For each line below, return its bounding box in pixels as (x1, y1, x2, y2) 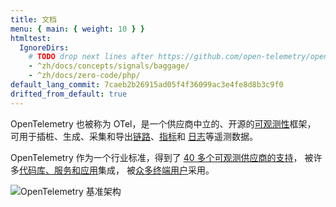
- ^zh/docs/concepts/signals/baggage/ (28, 61, 190, 71)
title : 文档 (10, 14, 57, 25)
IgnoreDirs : (19, 42, 70, 53)
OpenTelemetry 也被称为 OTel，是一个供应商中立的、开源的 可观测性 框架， (10, 117, 317, 130)
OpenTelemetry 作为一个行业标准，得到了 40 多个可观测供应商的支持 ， (10, 151, 303, 163)
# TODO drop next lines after (28, 52, 155, 62)
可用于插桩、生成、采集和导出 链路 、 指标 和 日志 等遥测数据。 (10, 130, 258, 142)
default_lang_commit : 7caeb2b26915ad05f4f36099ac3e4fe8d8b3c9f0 (10, 80, 284, 90)
